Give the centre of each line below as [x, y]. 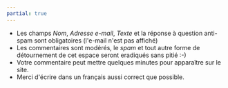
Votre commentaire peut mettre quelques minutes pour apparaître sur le [119, 62]
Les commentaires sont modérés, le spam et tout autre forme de [108, 47]
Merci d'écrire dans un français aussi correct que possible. [100, 77]
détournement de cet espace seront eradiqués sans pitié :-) [102, 55]
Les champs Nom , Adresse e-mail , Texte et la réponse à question [110, 33]
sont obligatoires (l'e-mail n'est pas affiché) [96, 40]
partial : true [27, 13]
